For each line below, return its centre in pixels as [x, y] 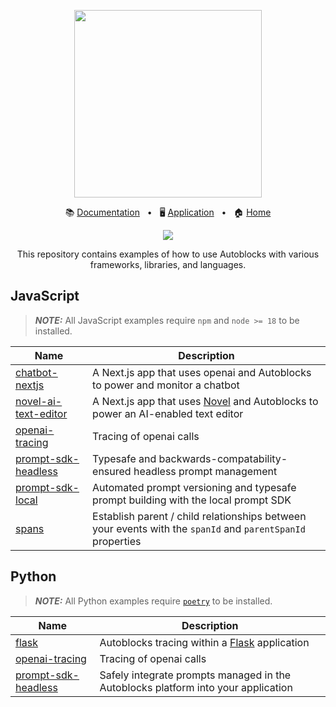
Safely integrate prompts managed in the [195, 675]
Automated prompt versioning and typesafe [194, 487]
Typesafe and [124, 458]
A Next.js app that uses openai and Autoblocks [202, 372]
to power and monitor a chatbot [166, 385]
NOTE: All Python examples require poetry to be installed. [153, 601]
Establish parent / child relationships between [199, 516]
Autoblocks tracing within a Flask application [204, 642]
